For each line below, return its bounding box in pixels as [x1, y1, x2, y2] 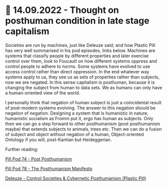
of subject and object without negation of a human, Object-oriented [5, 131, 144, 137]
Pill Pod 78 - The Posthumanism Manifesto [5, 166, 93, 172]
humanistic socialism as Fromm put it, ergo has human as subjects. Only [5, 115, 154, 121]
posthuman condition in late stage [5, 15, 150, 26]
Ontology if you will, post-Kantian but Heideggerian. [5, 137, 112, 143]
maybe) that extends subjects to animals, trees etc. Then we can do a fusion [5, 126, 162, 132]
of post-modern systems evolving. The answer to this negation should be [5, 105, 156, 111]
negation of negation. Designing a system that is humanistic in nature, [5, 110, 149, 116]
